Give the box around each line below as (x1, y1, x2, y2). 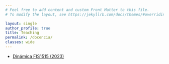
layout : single (5, 21, 37, 26)
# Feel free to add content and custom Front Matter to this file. (5, 7, 150, 12)
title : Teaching (5, 30, 39, 35)
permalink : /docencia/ (5, 35, 53, 40)
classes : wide (5, 39, 35, 45)
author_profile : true (5, 25, 51, 30)
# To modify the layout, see (5, 12, 66, 17)
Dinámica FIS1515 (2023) (12, 53, 64, 59)
